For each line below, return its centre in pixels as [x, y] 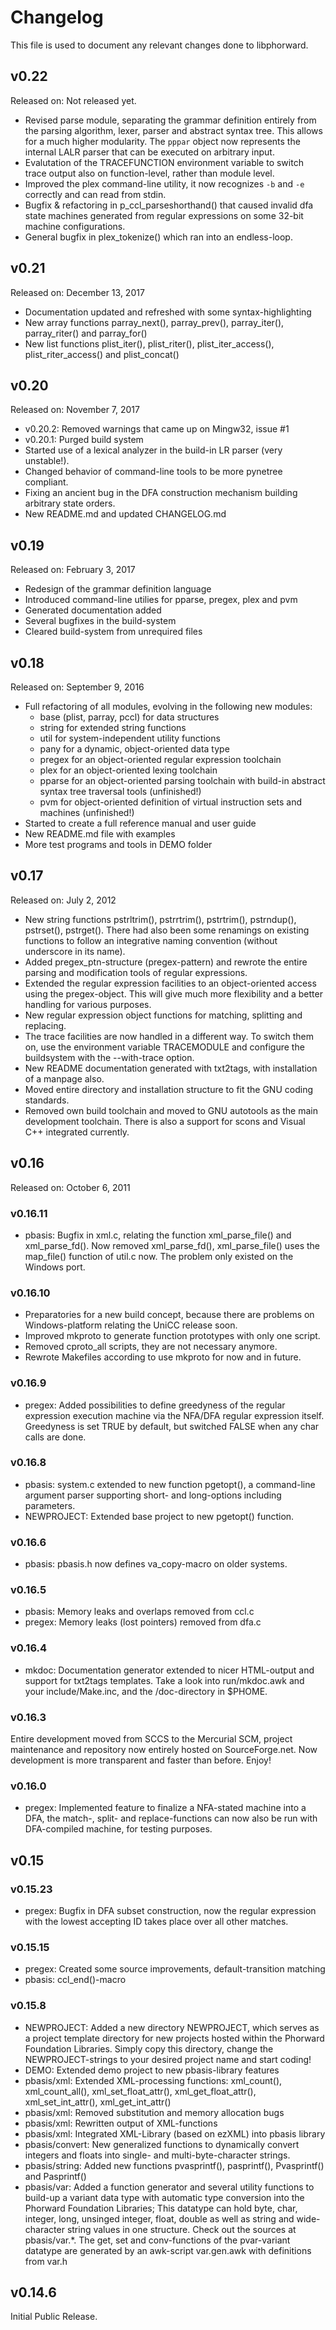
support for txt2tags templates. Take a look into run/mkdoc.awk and [164, 1680]
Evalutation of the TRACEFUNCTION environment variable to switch [164, 162]
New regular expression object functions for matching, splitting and [163, 1015]
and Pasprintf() [55, 2176]
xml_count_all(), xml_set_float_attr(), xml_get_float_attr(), [140, 2091]
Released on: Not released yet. [73, 100]
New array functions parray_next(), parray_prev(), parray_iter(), [154, 322]
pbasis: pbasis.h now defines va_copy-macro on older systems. [156, 1564]
